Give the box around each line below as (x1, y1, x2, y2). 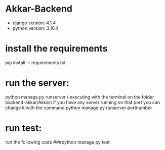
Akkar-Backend (5, 3, 72, 15)
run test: (5, 122, 42, 134)
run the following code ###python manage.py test (5, 139, 110, 145)
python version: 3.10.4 (12, 25, 59, 31)
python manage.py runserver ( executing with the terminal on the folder (5, 94, 154, 100)
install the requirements (5, 43, 108, 55)
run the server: (5, 77, 69, 89)
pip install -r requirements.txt (5, 59, 66, 66)
